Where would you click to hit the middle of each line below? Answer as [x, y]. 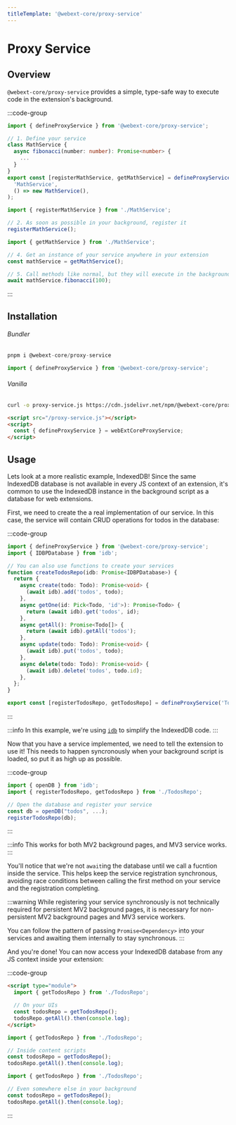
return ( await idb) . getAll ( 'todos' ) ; [81, 632]
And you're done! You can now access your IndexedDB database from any [115, 952]
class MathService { [38, 145]
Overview [29, 75]
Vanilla [17, 384]
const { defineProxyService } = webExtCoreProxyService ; [99, 431]
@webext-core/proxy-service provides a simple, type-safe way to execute [113, 92]
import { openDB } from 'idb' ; [53, 786]
